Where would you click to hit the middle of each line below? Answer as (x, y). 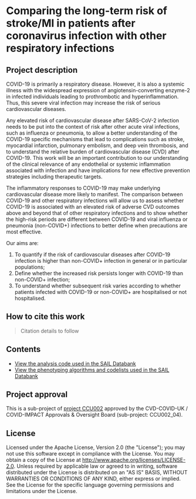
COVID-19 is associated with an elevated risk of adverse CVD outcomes (93, 207)
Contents (23, 349)
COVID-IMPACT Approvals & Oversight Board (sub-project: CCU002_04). (94, 415)
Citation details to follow (50, 331)
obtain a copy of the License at (43, 460)
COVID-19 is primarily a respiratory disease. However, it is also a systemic (95, 84)
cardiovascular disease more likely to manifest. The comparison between (94, 194)
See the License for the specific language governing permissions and (90, 485)
